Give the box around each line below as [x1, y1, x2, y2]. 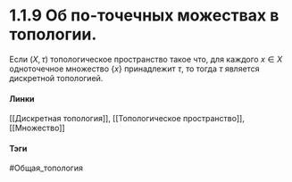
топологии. [9, 24, 97, 45]
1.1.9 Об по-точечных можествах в [9, 5, 279, 26]
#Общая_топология [9, 162, 83, 174]
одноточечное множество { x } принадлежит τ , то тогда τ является [9, 63, 260, 74]
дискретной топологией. [9, 72, 104, 83]
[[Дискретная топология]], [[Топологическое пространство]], [9, 113, 246, 124]
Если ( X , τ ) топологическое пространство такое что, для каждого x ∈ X [9, 54, 283, 64]
